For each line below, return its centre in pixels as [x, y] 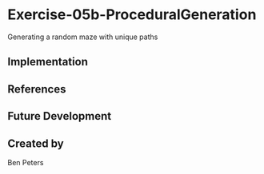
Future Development [60, 116]
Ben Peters [26, 162]
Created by [36, 143]
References [37, 89]
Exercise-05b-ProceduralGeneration [132, 15]
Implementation [48, 62]
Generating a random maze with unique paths [83, 37]
